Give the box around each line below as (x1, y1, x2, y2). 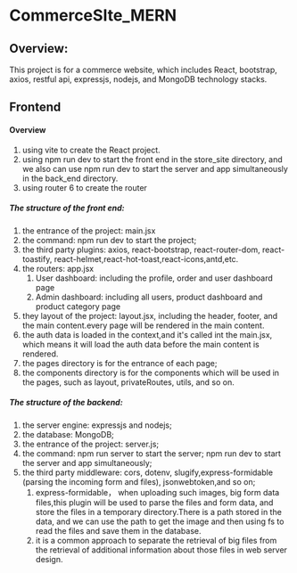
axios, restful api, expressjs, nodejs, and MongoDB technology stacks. (9, 74, 268, 85)
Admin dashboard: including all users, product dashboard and (35, 291, 263, 302)
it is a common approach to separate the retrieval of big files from (35, 535, 277, 545)
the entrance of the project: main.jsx (21, 225, 156, 236)
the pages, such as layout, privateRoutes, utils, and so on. (21, 376, 235, 388)
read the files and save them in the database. (35, 525, 202, 536)
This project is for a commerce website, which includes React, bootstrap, (9, 64, 278, 75)
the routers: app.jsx (21, 263, 95, 274)
